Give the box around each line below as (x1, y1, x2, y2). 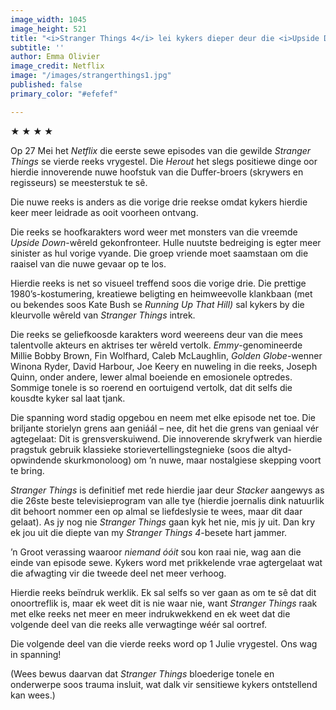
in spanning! (10, 648, 62, 660)
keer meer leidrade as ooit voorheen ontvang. (10, 206, 199, 218)
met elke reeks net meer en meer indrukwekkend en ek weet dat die (10, 607, 291, 620)
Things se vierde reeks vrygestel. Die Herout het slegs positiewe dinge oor (10, 155, 318, 167)
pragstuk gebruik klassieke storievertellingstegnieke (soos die (10, 443, 266, 455)
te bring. (10, 464, 45, 476)
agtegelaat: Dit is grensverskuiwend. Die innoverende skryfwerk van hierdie (10, 432, 323, 445)
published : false (10, 80, 83, 90)
